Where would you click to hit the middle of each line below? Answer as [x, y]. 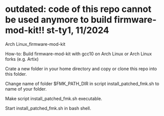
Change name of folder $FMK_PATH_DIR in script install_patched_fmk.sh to [82, 84]
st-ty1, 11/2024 [78, 30]
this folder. [16, 74]
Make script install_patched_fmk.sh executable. [54, 99]
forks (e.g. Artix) [22, 59]
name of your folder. [26, 89]
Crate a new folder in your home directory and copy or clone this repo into [81, 69]
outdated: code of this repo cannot [78, 9]
